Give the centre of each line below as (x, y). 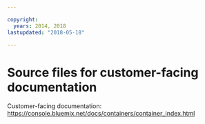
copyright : (23, 19)
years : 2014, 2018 (40, 26)
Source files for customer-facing (103, 72)
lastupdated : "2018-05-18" (46, 32)
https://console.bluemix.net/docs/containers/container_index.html (101, 114)
